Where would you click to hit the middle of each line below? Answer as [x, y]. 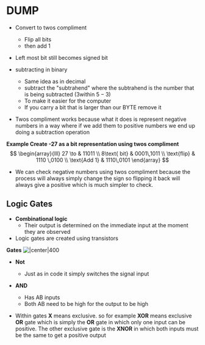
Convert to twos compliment [51, 27]
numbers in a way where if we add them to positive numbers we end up [105, 125]
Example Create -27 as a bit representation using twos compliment [93, 143]
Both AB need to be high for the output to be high [86, 303]
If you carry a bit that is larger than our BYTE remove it [93, 107]
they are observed [47, 231]
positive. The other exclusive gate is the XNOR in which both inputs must [107, 329]
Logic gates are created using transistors [67, 238]
